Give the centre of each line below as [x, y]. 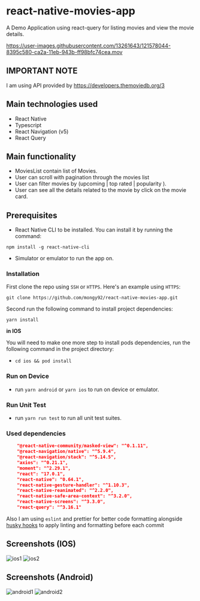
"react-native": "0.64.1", [51, 479]
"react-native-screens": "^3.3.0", [61, 502]
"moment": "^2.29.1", [44, 468]
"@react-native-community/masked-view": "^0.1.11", [83, 446]
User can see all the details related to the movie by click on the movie [101, 190]
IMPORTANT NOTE [42, 71]
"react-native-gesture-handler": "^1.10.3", [73, 485]
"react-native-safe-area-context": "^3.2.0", [75, 496]
